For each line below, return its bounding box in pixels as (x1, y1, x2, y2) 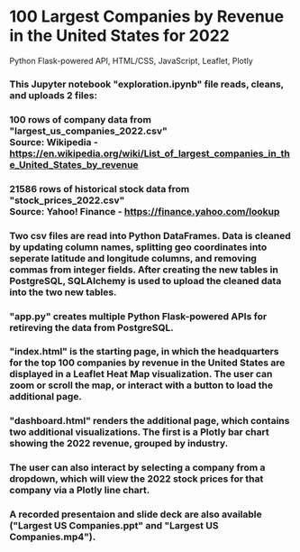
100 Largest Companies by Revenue (9, 6, 285, 27)
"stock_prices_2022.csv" (9, 194, 125, 207)
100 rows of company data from (9, 113, 151, 125)
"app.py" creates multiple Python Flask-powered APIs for (9, 309, 268, 322)
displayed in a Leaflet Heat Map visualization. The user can (9, 368, 273, 381)
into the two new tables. (9, 286, 117, 299)
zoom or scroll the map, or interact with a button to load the (9, 379, 273, 391)
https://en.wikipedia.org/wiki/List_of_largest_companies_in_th (9, 147, 290, 160)
